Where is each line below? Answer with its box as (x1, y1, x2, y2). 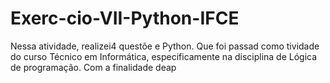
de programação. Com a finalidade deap (10, 61, 177, 73)
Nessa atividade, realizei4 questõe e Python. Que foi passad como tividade (10, 40, 320, 52)
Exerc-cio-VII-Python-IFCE (10, 7, 240, 30)
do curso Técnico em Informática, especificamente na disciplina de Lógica (10, 50, 318, 62)
